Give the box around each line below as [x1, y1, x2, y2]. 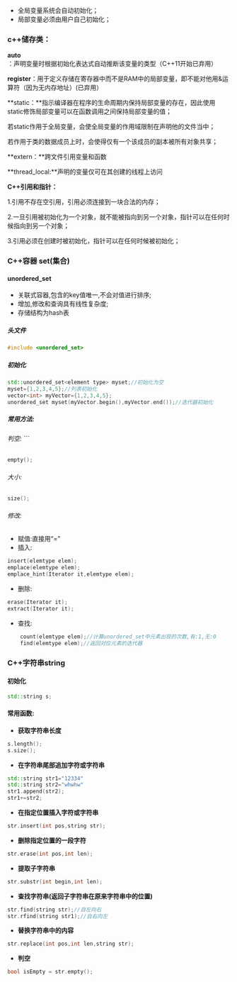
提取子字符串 [17, 864, 55, 872]
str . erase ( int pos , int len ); [7, 850, 93, 857]
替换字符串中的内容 [17, 926, 74, 934]
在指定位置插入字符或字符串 [17, 808, 99, 817]
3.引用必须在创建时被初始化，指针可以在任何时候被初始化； [7, 237, 180, 245]
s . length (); [7, 740, 42, 747]
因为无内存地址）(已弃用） [25, 84, 103, 92]
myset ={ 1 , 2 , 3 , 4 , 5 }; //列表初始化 [7, 386, 98, 393]
